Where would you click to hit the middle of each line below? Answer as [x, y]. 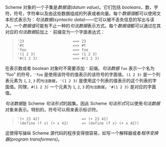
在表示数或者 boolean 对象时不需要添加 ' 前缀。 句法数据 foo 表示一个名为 [80, 68]
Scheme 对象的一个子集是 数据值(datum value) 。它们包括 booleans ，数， [80, 7]
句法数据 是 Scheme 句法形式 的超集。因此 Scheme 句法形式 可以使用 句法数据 [83, 103]
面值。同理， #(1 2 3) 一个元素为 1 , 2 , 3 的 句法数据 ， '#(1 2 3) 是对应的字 [79, 87]
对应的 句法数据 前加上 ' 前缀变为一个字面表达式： [55, 32]
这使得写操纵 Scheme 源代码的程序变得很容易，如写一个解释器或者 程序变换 [82, 133]
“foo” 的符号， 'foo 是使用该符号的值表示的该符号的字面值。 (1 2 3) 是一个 [81, 74]
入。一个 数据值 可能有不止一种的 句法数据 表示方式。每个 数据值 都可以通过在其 [83, 26]
